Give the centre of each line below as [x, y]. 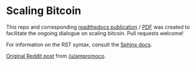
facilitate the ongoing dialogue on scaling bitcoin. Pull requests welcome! [95, 33]
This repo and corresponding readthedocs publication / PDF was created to [98, 27]
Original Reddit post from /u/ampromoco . [56, 56]
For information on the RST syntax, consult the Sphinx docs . [79, 45]
